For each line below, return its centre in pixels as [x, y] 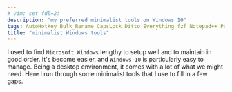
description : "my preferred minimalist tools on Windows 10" [97, 20]
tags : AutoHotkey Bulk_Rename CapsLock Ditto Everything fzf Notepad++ [112, 26]
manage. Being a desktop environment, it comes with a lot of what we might [115, 67]
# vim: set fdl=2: [33, 13]
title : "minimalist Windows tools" [58, 33]
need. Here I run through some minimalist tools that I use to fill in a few [108, 74]
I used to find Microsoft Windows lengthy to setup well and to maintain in [109, 52]
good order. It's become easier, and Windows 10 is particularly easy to [105, 60]
